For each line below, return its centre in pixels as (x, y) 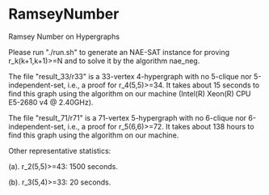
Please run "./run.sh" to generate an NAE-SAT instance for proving (119, 52)
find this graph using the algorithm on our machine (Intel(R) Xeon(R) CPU (130, 93)
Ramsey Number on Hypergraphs (64, 36)
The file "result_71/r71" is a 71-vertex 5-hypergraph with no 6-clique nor (128, 117)
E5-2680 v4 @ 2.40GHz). (51, 102)
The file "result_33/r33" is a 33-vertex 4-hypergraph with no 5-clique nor (130, 76)
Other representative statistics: (60, 150)
